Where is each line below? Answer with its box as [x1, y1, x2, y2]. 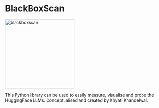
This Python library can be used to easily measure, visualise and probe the [5, 92, 154, 98]
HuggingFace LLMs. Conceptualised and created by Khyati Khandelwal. [5, 97, 148, 103]
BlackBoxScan [5, 3, 64, 14]
